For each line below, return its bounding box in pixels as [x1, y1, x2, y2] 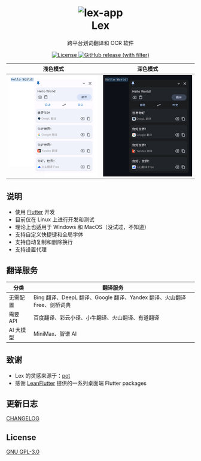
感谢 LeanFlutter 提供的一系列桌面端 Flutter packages [14, 379, 147, 387]
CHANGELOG [6, 415, 40, 422]
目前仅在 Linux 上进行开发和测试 [14, 216, 95, 223]
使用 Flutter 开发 [14, 209, 56, 216]
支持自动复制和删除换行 [14, 239, 73, 246]
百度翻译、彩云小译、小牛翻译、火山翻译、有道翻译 [33, 314, 160, 321]
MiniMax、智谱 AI [33, 330, 77, 338]
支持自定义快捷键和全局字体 [14, 231, 84, 238]
